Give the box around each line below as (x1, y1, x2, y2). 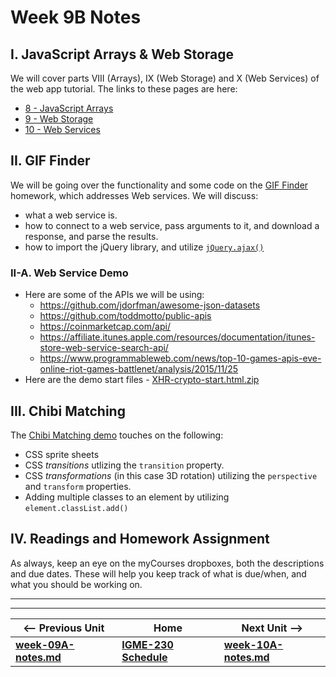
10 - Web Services (24, 124, 101, 135)
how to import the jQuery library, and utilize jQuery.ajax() (24, 241, 265, 253)
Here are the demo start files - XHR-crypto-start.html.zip (24, 374, 260, 386)
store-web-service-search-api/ (39, 342, 169, 354)
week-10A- (223, 637, 284, 651)
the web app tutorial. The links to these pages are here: (10, 83, 238, 95)
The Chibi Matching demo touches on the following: (10, 429, 224, 441)
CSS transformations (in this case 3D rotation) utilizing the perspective (24, 469, 318, 481)
